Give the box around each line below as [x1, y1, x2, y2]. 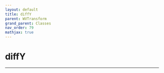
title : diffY [5, 12, 32, 17]
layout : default [5, 7, 38, 12]
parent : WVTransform [5, 16, 47, 21]
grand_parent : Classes [5, 21, 51, 26]
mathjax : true [5, 30, 34, 35]
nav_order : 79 [5, 25, 34, 30]
